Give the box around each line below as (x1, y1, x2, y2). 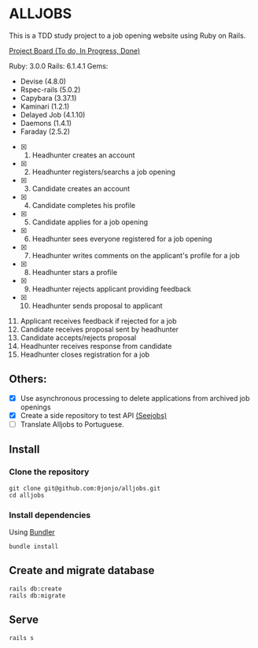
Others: (9, 372, 47, 386)
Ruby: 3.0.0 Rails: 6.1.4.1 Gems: (9, 61, 109, 71)
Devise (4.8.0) (20, 76, 66, 86)
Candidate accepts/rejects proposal (20, 332, 137, 343)
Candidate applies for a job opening (31, 217, 149, 227)
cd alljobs (9, 491, 45, 499)
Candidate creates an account (31, 183, 131, 193)
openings (20, 402, 51, 412)
